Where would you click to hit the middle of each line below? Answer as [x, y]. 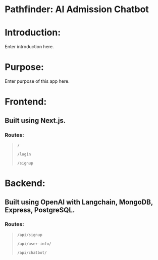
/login [24, 154]
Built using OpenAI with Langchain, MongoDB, [79, 202]
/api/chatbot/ [32, 252]
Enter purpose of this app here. [37, 81]
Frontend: [26, 102]
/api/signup [30, 235]
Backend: [25, 183]
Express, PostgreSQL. [40, 210]
